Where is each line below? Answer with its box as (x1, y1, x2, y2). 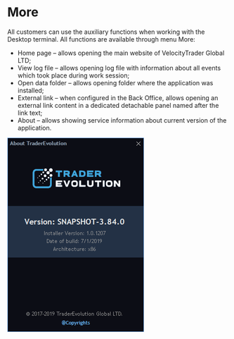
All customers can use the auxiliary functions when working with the (7, 27, 205, 36)
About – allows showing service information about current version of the (17, 116, 227, 124)
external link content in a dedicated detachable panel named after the (17, 101, 219, 109)
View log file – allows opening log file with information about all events (17, 63, 221, 72)
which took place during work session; (17, 71, 130, 80)
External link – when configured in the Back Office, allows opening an (17, 93, 219, 102)
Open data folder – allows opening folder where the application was (17, 78, 214, 87)
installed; (17, 86, 44, 94)
